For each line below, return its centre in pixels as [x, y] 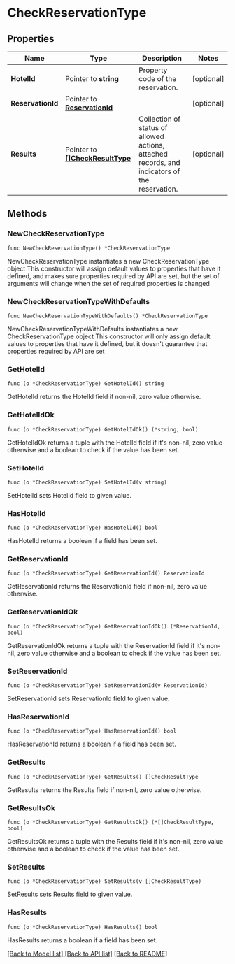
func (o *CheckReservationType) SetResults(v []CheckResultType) [104, 882]
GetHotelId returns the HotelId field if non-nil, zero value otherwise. [104, 397]
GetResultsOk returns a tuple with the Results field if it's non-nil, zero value [115, 841]
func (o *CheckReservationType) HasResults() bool [83, 927]
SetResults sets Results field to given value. [70, 894]
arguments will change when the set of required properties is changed [108, 283]
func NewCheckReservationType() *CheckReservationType [89, 248]
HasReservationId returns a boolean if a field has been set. [92, 744]
